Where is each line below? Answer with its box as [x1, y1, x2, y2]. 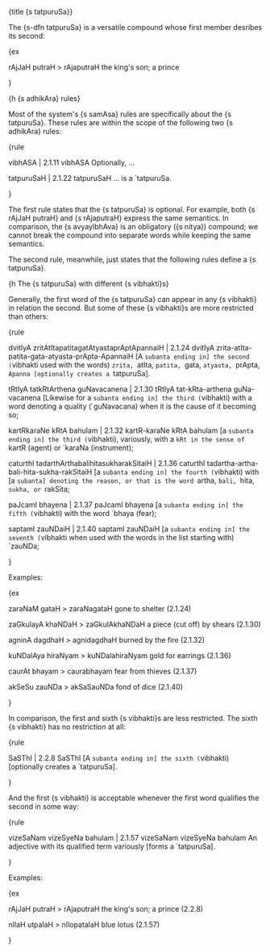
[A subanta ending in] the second [135, 351, 250, 361]
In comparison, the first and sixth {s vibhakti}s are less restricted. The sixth [8, 714, 258, 723]
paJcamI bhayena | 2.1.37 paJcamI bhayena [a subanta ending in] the [8, 500, 243, 510]
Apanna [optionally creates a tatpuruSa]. [8, 369, 151, 378]
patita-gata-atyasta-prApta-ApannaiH [8, 351, 135, 361]
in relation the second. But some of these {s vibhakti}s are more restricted [8, 303, 254, 312]
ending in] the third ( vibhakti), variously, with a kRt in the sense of [8, 434, 245, 443]
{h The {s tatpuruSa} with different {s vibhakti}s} [8, 279, 169, 288]
